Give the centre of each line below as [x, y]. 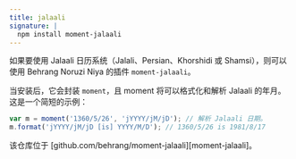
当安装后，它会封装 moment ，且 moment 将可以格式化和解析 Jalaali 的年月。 [148, 91]
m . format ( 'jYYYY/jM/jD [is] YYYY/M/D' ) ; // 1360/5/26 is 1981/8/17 [138, 127]
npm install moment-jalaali [70, 34]
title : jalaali [38, 17]
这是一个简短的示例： [48, 102]
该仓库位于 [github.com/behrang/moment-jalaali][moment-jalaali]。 [133, 146]
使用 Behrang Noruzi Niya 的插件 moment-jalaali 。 [102, 71]
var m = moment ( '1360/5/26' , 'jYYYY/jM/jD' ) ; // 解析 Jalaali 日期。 [138, 119]
